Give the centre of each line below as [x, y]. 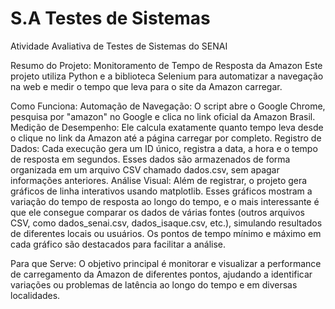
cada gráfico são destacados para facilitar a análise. [118, 244]
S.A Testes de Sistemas [110, 18]
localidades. [35, 295]
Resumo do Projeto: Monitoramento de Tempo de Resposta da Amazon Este [166, 65]
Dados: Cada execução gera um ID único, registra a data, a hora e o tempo [164, 148]
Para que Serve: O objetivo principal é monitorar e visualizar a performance [166, 263]
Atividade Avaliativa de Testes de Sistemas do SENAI [119, 46]
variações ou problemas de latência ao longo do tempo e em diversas [154, 284]
